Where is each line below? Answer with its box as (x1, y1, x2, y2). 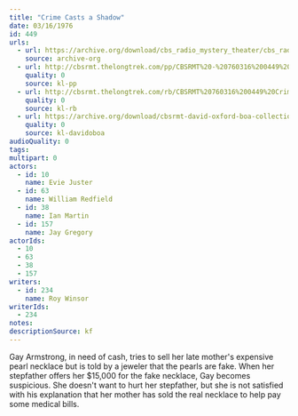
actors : (9, 162, 38, 171)
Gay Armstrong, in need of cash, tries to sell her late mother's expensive (9, 351, 274, 362)
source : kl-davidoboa (25, 129, 105, 138)
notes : (9, 319, 34, 328)
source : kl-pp (25, 79, 77, 88)
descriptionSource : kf (9, 327, 93, 336)
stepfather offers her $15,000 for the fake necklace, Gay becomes (9, 370, 251, 380)
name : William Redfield (25, 195, 114, 204)
